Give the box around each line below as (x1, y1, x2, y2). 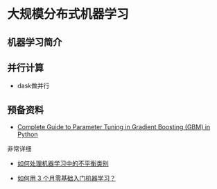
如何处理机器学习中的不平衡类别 (17, 159, 109, 167)
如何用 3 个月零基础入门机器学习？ (17, 174, 116, 183)
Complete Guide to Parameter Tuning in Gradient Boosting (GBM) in (17, 123, 211, 131)
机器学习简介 (7, 36, 62, 48)
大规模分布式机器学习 (7, 6, 130, 22)
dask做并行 (17, 81, 50, 90)
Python (17, 130, 38, 139)
